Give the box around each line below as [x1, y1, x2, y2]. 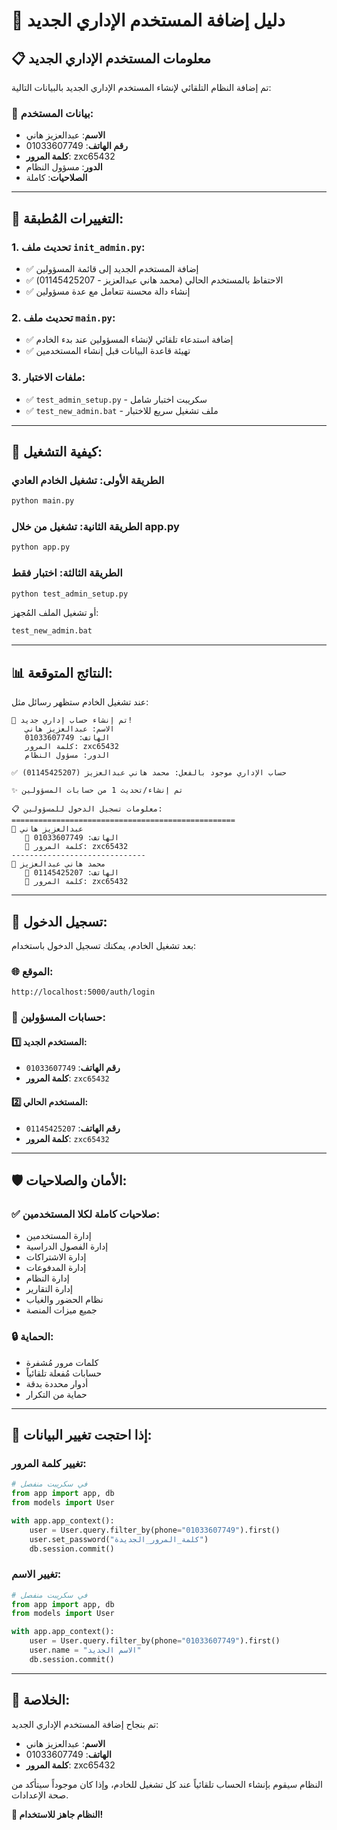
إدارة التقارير [25, 1283, 73, 1295]
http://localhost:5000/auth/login [11, 987, 156, 998]
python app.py [11, 542, 71, 553]
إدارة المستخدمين [25, 1230, 92, 1242]
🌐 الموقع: [11, 964, 54, 978]
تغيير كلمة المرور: [11, 1456, 87, 1470]
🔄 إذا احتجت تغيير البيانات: [11, 1426, 153, 1443]
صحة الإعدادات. [11, 1789, 69, 1801]
